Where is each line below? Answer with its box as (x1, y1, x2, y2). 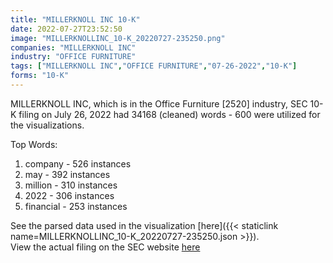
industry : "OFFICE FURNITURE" (10, 52, 137, 62)
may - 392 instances (24, 168, 111, 180)
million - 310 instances (24, 179, 118, 191)
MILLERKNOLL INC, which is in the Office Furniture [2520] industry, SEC (10, 97, 308, 110)
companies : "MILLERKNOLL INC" (10, 42, 137, 53)
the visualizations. (10, 119, 85, 131)
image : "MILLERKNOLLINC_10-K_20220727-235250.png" (10, 33, 226, 43)
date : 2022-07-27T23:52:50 (10, 24, 123, 34)
